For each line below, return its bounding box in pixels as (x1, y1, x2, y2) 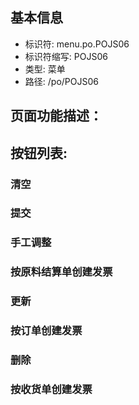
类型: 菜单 (24, 63, 66, 75)
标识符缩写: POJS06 (24, 50, 108, 62)
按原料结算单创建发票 (10, 265, 113, 279)
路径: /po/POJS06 (24, 75, 99, 87)
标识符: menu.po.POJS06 (24, 38, 130, 50)
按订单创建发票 (10, 324, 83, 338)
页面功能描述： (10, 108, 103, 125)
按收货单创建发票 (10, 382, 93, 396)
